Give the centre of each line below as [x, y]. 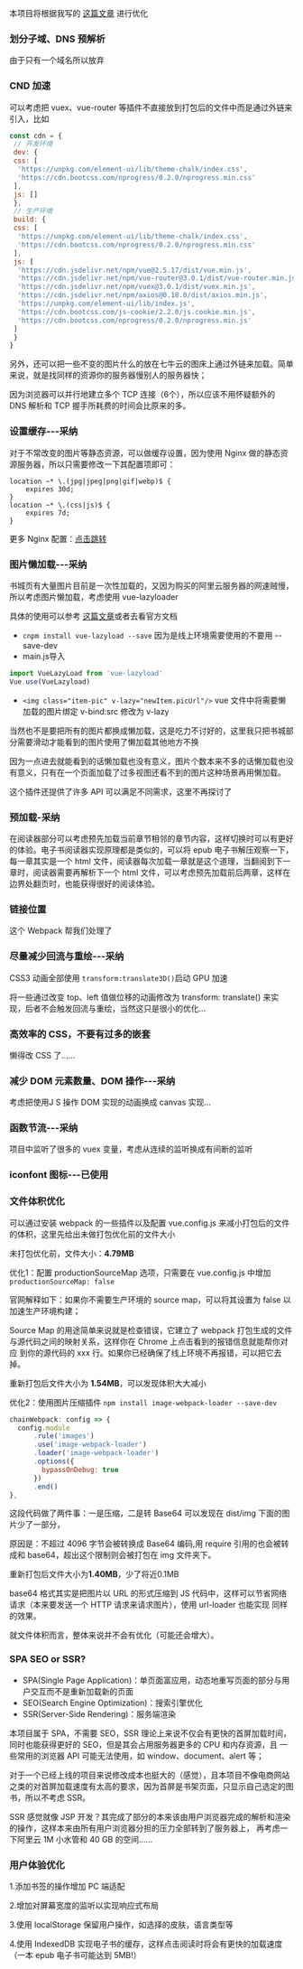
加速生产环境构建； [45, 1311]
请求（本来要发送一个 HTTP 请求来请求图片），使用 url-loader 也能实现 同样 [149, 1605]
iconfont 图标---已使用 [59, 1175]
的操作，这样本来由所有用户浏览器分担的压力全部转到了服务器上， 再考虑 [145, 1828]
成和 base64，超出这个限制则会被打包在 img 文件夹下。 [113, 1555]
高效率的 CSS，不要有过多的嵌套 [80, 1034]
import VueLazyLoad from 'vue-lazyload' [87, 673]
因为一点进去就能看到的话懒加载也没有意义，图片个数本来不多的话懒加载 [143, 761]
